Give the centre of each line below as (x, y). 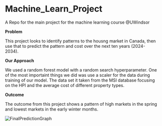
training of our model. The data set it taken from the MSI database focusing (80, 80)
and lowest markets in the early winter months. (52, 109)
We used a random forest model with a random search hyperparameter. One (81, 70)
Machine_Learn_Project (54, 9)
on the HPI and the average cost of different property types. (65, 85)
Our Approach (20, 60)
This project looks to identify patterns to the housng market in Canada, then (81, 41)
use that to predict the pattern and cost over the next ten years (68, 46)
